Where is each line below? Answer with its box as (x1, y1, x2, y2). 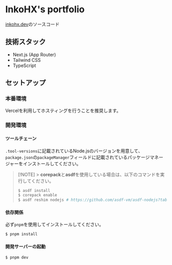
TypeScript (12, 62, 36, 69)
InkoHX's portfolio (5, 4, 85, 15)
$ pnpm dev (5, 255, 29, 260)
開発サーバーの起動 (5, 243, 46, 249)
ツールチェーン (5, 135, 37, 141)
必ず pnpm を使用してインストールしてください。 (5, 222, 104, 228)
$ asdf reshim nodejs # (17, 197, 69, 203)
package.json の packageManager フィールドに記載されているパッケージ (5, 154, 150, 160)
